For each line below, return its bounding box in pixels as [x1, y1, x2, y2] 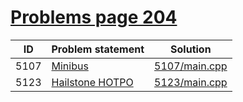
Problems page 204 [10, 6, 178, 29]
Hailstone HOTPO [51, 75, 134, 89]
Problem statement [51, 42, 145, 56]
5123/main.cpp [154, 75, 228, 89]
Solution [170, 42, 212, 56]
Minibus [51, 59, 89, 73]
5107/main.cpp [154, 59, 228, 73]
